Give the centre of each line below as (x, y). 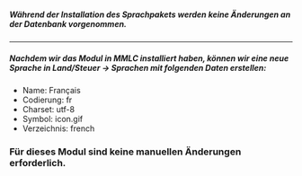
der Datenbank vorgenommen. (68, 23)
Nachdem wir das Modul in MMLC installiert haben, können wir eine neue (149, 58)
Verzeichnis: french (58, 128)
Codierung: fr (47, 100)
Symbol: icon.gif (53, 119)
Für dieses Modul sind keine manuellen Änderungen (125, 152)
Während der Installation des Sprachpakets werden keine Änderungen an (150, 14)
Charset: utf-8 (48, 109)
